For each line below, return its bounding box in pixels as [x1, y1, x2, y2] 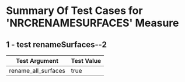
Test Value [71, 57, 102, 65]
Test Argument [15, 57, 59, 65]
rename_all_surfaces [9, 67, 65, 74]
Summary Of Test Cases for [6, 4, 143, 17]
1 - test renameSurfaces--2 [6, 40, 107, 49]
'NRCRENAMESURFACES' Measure [6, 16, 179, 30]
